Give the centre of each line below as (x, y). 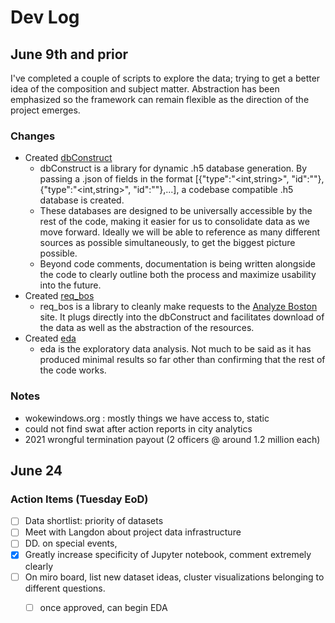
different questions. (65, 588)
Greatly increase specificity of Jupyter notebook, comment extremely (168, 555)
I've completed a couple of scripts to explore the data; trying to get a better (165, 78)
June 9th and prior (69, 54)
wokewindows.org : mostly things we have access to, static (147, 418)
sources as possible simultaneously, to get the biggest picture (167, 243)
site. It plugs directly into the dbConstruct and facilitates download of (182, 317)
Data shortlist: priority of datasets (94, 521)
